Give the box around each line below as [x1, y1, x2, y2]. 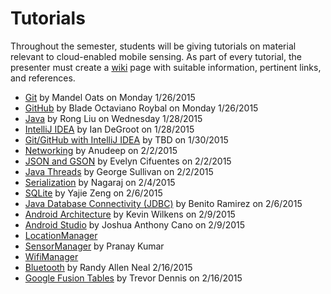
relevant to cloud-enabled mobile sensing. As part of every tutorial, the [10, 50, 303, 62]
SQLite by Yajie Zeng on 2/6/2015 [24, 187, 163, 199]
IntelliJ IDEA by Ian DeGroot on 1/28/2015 [24, 123, 195, 135]
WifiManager [24, 250, 79, 262]
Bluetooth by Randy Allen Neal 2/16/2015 [24, 261, 193, 273]
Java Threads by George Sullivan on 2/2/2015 [24, 165, 214, 177]
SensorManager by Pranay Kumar [24, 240, 165, 252]
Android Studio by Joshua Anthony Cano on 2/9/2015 [24, 218, 246, 231]
